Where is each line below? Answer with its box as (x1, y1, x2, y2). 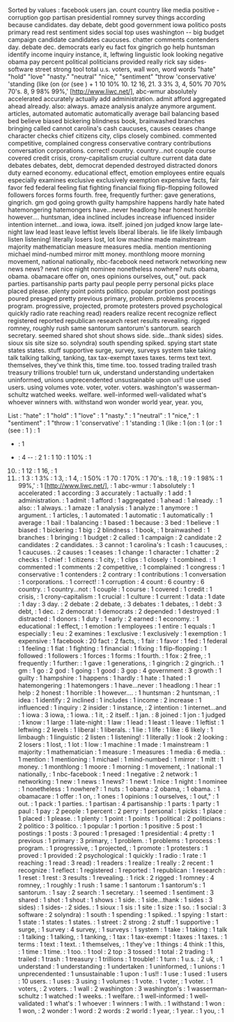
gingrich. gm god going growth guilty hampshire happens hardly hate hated (8, 198, 225, 206)
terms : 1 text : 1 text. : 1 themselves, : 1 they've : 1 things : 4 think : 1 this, (17, 940, 225, 948)
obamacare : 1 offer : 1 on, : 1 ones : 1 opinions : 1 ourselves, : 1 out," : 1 (17, 792, 219, 800)
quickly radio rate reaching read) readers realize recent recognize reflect (8, 309, 217, 317)
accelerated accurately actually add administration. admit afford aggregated (8, 95, 226, 103)
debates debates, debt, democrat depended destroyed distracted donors (8, 162, 218, 169)
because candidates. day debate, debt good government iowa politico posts (8, 21, 227, 29)
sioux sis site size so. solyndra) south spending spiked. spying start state (8, 339, 218, 347)
